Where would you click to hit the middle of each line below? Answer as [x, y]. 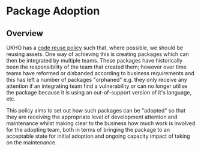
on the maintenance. [31, 142]
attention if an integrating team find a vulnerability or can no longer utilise [97, 86]
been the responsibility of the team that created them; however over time [97, 67]
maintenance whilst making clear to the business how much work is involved [101, 123]
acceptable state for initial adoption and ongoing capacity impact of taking [98, 136]
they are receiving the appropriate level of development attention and [92, 117]
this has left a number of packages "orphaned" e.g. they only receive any [97, 80]
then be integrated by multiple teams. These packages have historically [94, 60]
